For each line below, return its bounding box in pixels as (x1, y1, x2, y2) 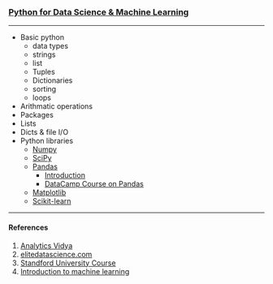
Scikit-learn (32, 196, 71, 206)
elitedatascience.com (19, 249, 93, 259)
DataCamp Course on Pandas (44, 179, 144, 189)
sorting (32, 84, 57, 94)
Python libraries (19, 136, 74, 146)
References (8, 222, 49, 232)
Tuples (32, 67, 55, 77)
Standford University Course (19, 258, 116, 268)
